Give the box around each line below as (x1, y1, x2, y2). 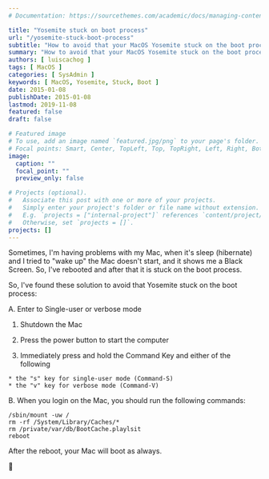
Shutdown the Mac (19, 320, 82, 329)
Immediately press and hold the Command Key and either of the (19, 351, 231, 361)
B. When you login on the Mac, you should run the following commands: (8, 396, 246, 405)
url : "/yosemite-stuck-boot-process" (8, 34, 134, 42)
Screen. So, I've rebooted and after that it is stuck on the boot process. (8, 265, 243, 274)
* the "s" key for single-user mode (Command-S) (8, 375, 174, 383)
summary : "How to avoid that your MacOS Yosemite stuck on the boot (8, 49, 242, 57)
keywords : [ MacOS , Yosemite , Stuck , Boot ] (8, 78, 159, 86)
